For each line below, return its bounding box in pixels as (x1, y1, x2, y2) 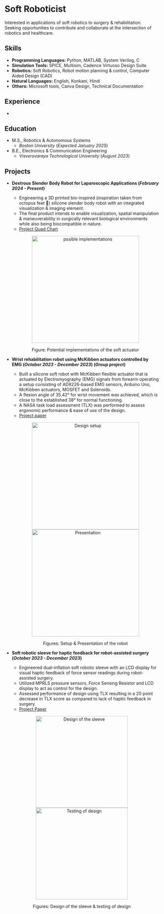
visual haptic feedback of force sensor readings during (19, 670, 130, 676)
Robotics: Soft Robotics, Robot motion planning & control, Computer (11, 68, 150, 73)
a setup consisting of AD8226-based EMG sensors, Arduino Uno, (19, 382, 151, 388)
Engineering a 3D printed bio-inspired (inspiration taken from (19, 195, 142, 201)
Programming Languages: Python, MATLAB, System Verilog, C (11, 57, 140, 63)
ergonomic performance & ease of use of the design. (19, 408, 126, 413)
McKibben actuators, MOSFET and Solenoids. (19, 387, 112, 392)
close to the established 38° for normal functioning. (19, 397, 123, 403)
